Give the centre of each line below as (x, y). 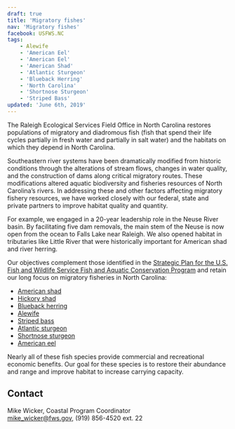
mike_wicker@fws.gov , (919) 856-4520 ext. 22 (75, 418)
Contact (25, 394)
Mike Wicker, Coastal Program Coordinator (69, 410)
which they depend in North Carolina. (61, 147)
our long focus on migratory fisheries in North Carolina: (87, 277)
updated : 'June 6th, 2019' (47, 105)
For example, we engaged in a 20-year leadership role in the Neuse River (113, 219)
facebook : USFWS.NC (36, 33)
